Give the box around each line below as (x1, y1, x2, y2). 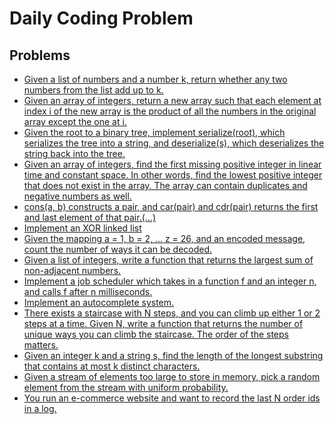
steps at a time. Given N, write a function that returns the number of (23, 318, 304, 329)
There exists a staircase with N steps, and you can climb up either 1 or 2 (23, 307, 321, 319)
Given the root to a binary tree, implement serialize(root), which (23, 127, 286, 138)
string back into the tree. (23, 148, 126, 159)
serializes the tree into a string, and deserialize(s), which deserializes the (23, 137, 325, 149)
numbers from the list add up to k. (23, 84, 164, 96)
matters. (23, 339, 59, 351)
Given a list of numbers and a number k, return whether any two (23, 73, 288, 85)
